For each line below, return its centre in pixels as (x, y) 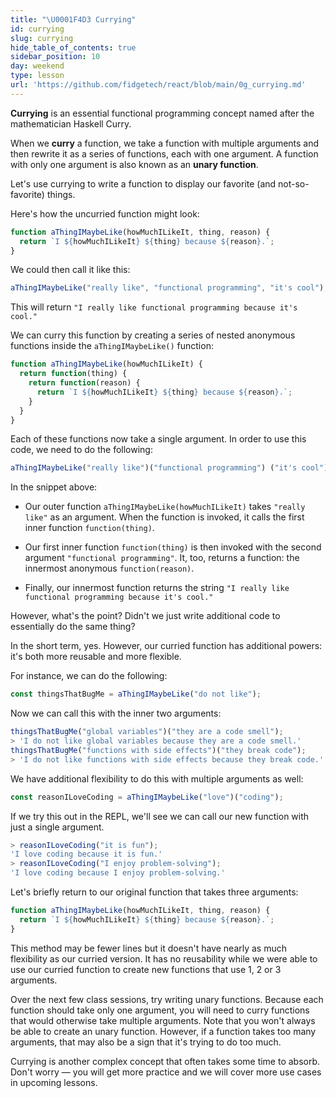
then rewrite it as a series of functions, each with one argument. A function (164, 153)
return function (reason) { (84, 383)
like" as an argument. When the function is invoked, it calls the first (164, 517)
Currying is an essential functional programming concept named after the (162, 113)
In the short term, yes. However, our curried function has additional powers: (166, 646)
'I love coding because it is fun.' (86, 854)
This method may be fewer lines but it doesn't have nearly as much (149, 948)
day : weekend (37, 66)
